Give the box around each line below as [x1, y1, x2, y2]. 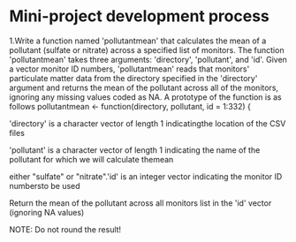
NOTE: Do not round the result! [9, 223, 122, 235]
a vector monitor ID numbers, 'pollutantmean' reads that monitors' [9, 64, 250, 74]
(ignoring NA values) [9, 207, 85, 217]
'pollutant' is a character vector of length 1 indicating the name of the [9, 144, 261, 155]
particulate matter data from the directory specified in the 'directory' [9, 72, 258, 83]
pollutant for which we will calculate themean [9, 154, 174, 164]
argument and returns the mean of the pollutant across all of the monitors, [9, 82, 279, 93]
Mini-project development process [9, 6, 269, 26]
